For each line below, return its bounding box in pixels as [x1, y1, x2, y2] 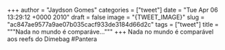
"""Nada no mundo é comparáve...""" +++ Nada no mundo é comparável [7, 27, 214, 36]
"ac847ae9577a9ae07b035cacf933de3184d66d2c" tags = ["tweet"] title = [7, 21, 219, 28]
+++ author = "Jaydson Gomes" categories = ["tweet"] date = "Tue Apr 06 [7, 6, 218, 14]
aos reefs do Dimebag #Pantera [7, 35, 98, 43]
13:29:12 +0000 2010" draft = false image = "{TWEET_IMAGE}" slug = [7, 13, 205, 21]
